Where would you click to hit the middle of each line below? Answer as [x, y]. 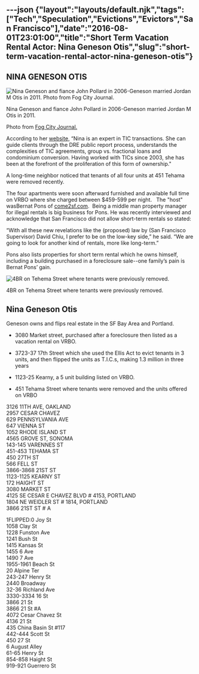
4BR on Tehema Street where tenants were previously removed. [85, 290]
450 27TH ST [23, 458]
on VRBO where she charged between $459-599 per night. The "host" [95, 200]
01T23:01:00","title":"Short [59, 38]
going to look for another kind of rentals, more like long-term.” [82, 243]
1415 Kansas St [25, 545]
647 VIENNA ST [26, 426]
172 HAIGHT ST [25, 483]
